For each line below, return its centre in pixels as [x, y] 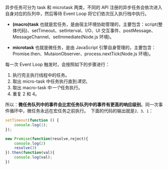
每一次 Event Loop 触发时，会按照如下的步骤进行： [57, 64]
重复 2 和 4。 [26, 94]
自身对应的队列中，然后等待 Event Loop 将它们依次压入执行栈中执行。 [77, 14]
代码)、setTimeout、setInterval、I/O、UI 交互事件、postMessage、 [86, 31]
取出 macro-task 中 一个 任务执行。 [47, 88]
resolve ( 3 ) [25, 148]
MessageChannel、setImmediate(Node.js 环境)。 [63, 37]
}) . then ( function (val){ [30, 153]
